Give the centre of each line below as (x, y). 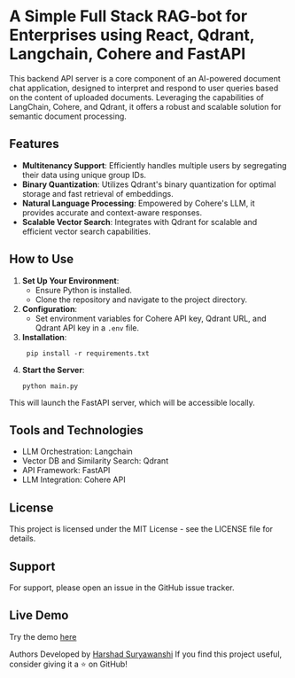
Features (34, 144)
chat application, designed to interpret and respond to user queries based (144, 88)
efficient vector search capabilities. (86, 231)
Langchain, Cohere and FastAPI (128, 54)
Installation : (44, 337)
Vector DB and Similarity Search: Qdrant (95, 461)
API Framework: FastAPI (66, 471)
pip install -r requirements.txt (88, 353)
